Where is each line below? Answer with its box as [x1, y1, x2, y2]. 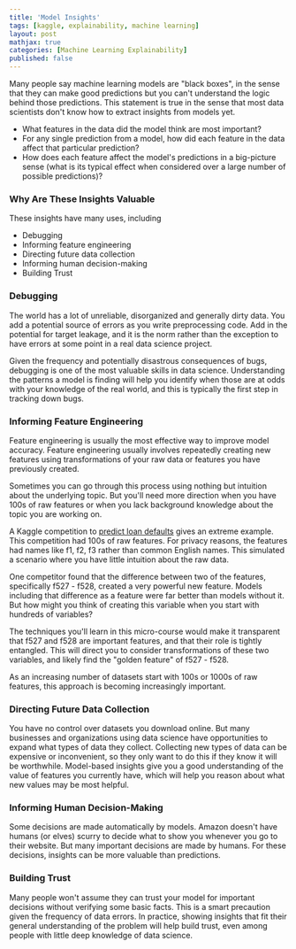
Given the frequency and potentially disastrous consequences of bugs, [9, 355, 268, 366]
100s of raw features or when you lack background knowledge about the [9, 499, 274, 510]
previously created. [9, 463, 80, 474]
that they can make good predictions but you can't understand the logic [9, 88, 270, 98]
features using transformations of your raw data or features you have [9, 453, 261, 465]
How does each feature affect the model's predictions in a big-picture [21, 152, 277, 162]
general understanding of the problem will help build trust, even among [9, 920, 268, 930]
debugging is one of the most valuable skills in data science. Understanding [9, 365, 285, 375]
